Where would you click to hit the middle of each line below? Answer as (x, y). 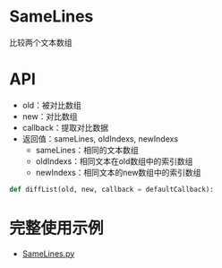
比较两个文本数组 (41, 42)
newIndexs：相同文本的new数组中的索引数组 (118, 172)
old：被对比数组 (52, 105)
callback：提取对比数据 (65, 127)
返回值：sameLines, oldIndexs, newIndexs (100, 138)
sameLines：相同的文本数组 (87, 150)
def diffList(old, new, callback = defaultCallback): (112, 189)
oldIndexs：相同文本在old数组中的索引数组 (114, 161)
